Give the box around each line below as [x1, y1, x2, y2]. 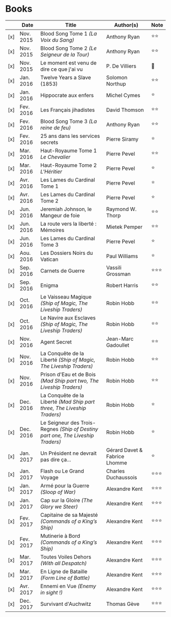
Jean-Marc [106, 335, 134, 342]
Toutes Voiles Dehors [40, 553, 92, 560]
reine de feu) [40, 124, 71, 131]
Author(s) [114, 21, 138, 28]
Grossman [106, 270, 131, 277]
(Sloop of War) [40, 488, 76, 495]
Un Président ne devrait [40, 450, 97, 457]
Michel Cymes [106, 92, 141, 99]
